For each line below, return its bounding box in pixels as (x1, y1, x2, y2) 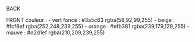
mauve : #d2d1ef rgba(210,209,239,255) (6, 29, 105, 36)
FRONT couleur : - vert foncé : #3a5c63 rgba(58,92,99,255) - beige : (6, 17, 175, 23)
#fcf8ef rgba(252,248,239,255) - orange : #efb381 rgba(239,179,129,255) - (6, 23, 190, 30)
